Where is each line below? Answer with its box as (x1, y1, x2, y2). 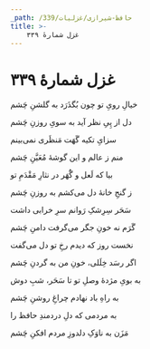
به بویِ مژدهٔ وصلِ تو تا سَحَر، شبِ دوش (10, 275, 141, 286)
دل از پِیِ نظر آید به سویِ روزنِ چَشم (10, 117, 132, 128)
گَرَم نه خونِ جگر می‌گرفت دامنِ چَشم (10, 222, 136, 233)
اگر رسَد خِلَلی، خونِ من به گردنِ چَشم (10, 257, 136, 268)
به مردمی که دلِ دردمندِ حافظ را (10, 310, 117, 321)
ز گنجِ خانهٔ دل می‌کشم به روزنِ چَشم (10, 187, 133, 198)
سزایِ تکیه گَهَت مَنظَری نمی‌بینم (10, 134, 117, 145)
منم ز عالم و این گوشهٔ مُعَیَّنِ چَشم (10, 151, 124, 163)
